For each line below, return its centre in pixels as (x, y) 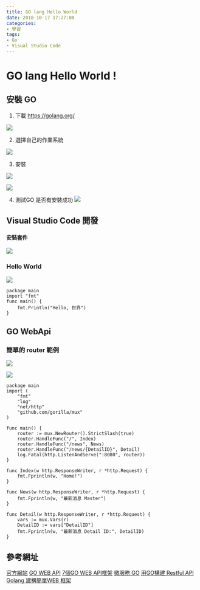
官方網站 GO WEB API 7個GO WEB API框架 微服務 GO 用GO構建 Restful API (100, 573)
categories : (21, 23)
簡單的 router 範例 (33, 350)
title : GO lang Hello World (42, 12)
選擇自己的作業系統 (39, 140)
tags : (13, 35)
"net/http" (31, 407)
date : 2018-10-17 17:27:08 (40, 18)
